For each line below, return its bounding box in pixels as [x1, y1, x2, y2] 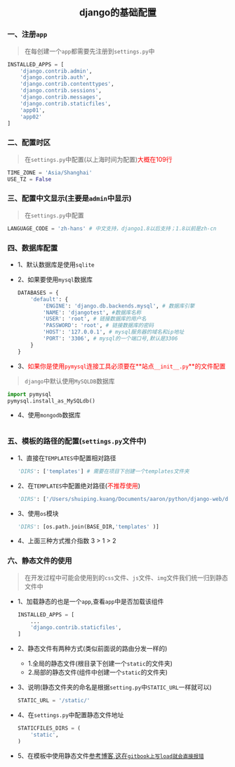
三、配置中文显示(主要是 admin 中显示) [7, 194, 132, 203]
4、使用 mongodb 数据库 [17, 411, 81, 419]
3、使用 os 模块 [17, 509, 59, 517]
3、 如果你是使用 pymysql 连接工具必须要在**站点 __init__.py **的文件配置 [17, 362, 226, 370]
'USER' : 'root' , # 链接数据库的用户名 [43, 315, 147, 322]
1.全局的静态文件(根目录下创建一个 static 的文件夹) [27, 659, 173, 668]
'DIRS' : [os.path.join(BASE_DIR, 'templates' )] [17, 523, 159, 530]
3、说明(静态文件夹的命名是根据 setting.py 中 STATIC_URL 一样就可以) [17, 683, 212, 692]
